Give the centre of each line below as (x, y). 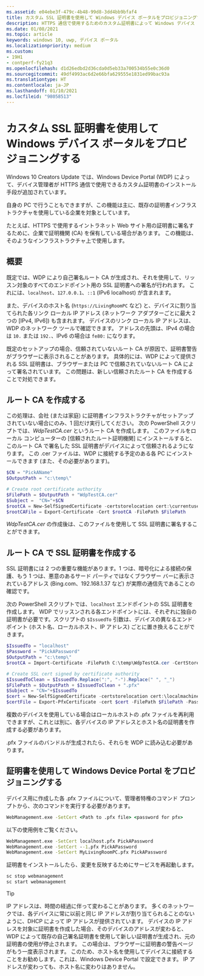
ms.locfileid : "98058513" (39, 97)
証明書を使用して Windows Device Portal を (89, 771)
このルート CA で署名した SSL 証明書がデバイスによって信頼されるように (97, 446)
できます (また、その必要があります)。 (65, 461)
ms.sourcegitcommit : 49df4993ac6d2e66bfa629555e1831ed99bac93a (88, 74)
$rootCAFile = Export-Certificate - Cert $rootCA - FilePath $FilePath (96, 512)
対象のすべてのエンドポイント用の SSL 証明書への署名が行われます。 (102, 285)
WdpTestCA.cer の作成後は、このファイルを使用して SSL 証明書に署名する (99, 524)
